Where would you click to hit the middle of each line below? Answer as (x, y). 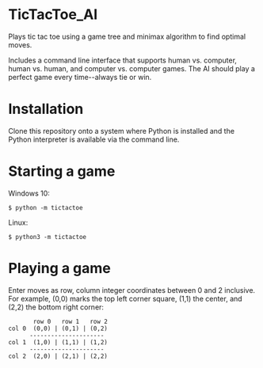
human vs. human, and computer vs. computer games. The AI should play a (132, 68)
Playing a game (59, 268)
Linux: (18, 222)
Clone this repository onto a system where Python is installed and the (122, 131)
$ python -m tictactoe (46, 207)
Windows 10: (29, 193)
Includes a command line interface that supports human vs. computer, (123, 60)
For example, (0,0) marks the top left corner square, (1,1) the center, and (126, 298)
